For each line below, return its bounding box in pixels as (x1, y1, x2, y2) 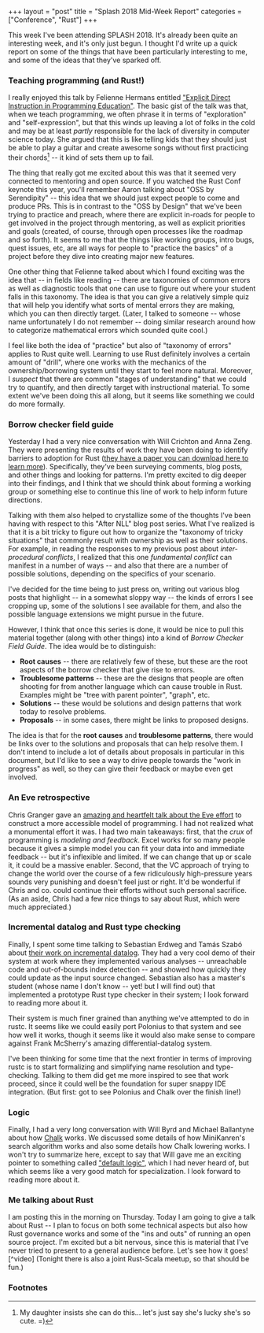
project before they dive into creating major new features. (8, 251, 195, 261)
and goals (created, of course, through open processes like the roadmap (8, 226, 244, 235)
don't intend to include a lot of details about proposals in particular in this (8, 747, 245, 757)
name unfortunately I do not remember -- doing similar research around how (8, 317, 256, 326)
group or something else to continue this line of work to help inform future (8, 487, 247, 497)
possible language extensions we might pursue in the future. (8, 609, 204, 619)
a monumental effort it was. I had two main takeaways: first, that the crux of (8, 827, 253, 836)
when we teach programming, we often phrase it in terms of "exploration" (8, 109, 247, 119)
